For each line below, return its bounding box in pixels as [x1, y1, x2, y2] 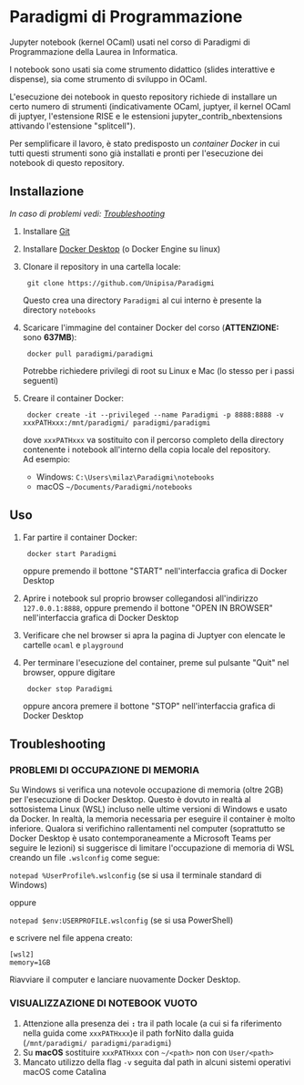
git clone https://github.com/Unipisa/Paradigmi [26, 278, 216, 288]
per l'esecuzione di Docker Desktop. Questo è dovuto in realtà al [9, 794, 252, 805]
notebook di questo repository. [9, 157, 125, 168]
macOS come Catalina [22, 1066, 106, 1077]
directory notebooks [22, 304, 96, 315]
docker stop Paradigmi [26, 684, 114, 694]
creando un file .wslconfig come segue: [9, 852, 160, 863]
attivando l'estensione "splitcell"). [9, 120, 136, 131]
